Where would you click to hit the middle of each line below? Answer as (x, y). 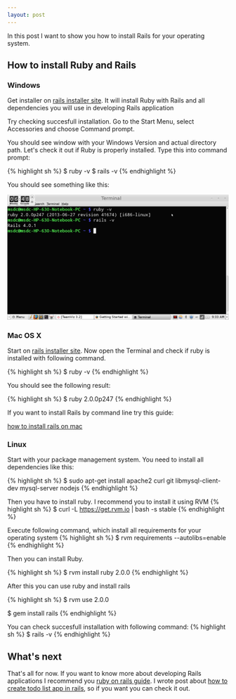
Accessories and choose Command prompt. (71, 129)
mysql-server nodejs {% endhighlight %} (79, 488)
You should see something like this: (59, 185)
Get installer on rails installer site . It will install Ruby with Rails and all (106, 100)
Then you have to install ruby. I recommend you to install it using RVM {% (113, 502)
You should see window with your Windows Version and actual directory (112, 143)
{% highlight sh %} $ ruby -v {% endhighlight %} (78, 372)
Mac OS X (25, 335)
